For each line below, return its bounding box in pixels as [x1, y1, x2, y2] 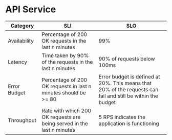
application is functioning [98, 119, 160, 127]
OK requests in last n [41, 83, 92, 90]
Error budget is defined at [98, 73, 160, 80]
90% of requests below [98, 55, 155, 62]
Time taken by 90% [41, 52, 89, 59]
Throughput [8, 116, 37, 124]
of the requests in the [41, 58, 93, 65]
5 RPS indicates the [98, 113, 146, 121]
